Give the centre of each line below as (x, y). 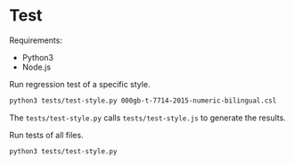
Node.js (37, 67)
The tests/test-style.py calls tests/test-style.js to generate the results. (148, 118)
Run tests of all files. (46, 135)
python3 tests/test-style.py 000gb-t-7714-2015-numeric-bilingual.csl (143, 100)
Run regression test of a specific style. (80, 84)
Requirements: (36, 40)
